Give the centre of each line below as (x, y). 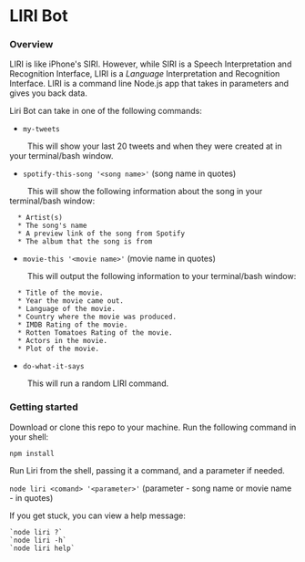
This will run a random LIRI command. (98, 383)
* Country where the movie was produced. (97, 317)
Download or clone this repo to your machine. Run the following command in (153, 427)
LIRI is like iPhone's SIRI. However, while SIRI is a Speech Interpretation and (151, 64)
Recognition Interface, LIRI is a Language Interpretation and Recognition (145, 74)
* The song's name (53, 226)
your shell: (29, 437)
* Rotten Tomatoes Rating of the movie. (95, 333)
